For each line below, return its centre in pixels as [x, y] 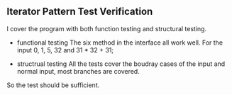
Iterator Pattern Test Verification [80, 12]
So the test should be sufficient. [53, 85]
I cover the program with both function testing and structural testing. [107, 28]
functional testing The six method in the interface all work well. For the [120, 43]
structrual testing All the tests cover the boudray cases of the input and [121, 64]
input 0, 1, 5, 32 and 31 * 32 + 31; [65, 50]
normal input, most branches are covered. [78, 71]
